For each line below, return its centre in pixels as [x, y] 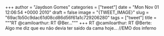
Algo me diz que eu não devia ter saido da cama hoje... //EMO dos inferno [81, 28]
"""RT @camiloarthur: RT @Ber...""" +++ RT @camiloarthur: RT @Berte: [79, 23]
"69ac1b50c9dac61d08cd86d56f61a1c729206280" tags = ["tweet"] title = [81, 18]
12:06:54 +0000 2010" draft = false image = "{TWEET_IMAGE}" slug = [77, 12]
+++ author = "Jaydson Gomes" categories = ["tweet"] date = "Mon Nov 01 [82, 7]
